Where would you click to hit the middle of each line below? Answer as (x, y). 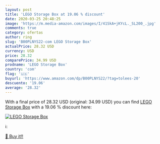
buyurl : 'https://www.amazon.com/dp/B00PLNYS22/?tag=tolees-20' (73, 78)
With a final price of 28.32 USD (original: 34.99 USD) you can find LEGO (79, 102)
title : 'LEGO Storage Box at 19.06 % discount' (55, 14)
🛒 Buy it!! (14, 136)
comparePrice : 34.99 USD (31, 60)
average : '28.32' (23, 88)
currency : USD (20, 51)
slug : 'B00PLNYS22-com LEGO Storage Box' (49, 42)
